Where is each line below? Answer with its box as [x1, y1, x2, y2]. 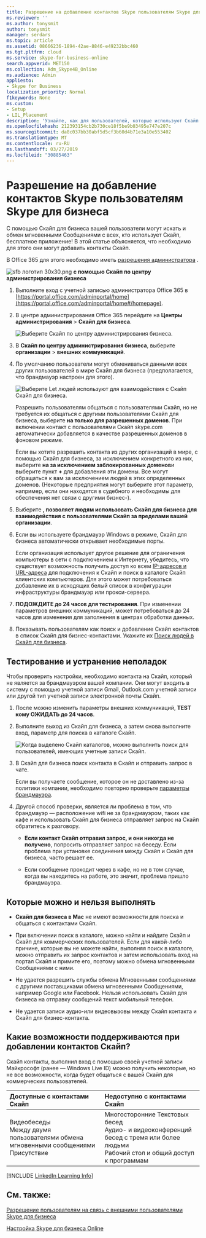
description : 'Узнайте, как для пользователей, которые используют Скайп [6, 117, 199, 124]
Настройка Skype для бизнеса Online [6, 1224, 104, 1232]
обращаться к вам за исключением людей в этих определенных [15, 475, 186, 482]
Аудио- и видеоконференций [104, 1126, 192, 1134]
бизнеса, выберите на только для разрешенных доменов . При [15, 417, 183, 424]
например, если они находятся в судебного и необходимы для [15, 487, 181, 495]
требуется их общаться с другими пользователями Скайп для [15, 410, 179, 418]
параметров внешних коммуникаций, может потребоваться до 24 [15, 607, 190, 615]
